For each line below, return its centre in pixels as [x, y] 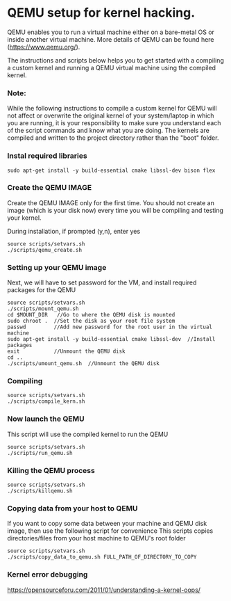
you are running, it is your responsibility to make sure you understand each [114, 123]
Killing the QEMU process [51, 470]
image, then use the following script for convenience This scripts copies [110, 531]
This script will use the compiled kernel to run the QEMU [88, 434]
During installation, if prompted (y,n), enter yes [74, 231]
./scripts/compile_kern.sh [46, 401]
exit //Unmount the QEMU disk [67, 352]
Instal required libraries [48, 156]
